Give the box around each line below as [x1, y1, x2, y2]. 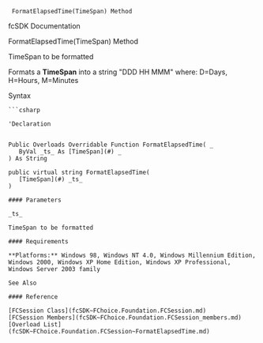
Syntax [8, 91, 32, 100]
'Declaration [8, 120, 51, 128]
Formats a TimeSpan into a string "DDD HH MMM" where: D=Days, [8, 67, 227, 77]
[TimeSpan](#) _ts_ [18, 175, 83, 183]
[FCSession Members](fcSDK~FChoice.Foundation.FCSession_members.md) [8, 314, 242, 322]
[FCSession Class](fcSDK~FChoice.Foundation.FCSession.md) [8, 307, 207, 315]
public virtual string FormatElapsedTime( [8, 168, 150, 176]
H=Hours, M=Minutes [8, 76, 79, 85]
